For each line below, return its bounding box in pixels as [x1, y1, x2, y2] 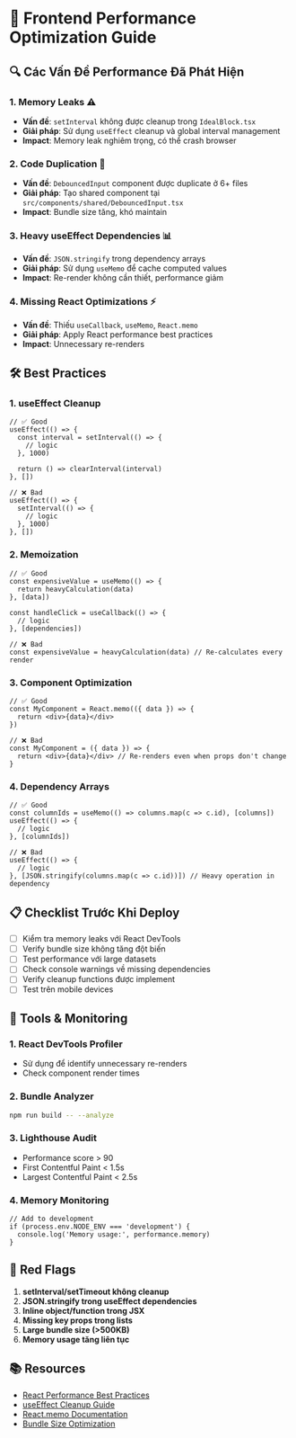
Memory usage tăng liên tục [22, 1334, 130, 1344]
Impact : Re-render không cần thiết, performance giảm [22, 272, 224, 283]
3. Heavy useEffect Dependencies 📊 [9, 229, 172, 242]
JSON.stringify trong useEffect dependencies [22, 1295, 197, 1307]
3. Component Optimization [9, 676, 133, 689]
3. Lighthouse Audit [9, 1132, 97, 1145]
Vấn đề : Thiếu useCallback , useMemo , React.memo [22, 319, 199, 330]
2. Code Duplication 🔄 [9, 157, 106, 170]
